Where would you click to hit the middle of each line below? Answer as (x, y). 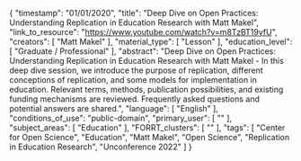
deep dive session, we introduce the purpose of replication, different (136, 70)
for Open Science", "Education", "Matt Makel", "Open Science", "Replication (150, 137)
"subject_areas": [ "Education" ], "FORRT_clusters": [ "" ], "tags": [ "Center (147, 128)
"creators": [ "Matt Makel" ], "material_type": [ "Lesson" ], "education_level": (151, 41)
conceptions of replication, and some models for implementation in (133, 80)
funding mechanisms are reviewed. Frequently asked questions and (135, 99)
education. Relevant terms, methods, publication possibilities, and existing (146, 89)
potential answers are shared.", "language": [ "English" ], (114, 108)
